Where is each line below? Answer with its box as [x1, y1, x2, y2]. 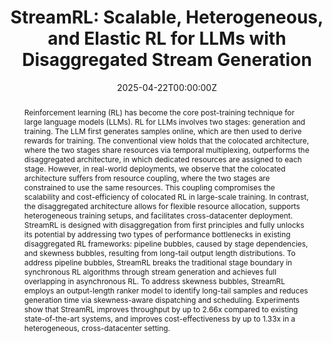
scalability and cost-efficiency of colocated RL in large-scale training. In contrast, [23, 191, 309, 202]
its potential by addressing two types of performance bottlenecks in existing [23, 229, 291, 240]
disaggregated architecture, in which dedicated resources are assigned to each [23, 154, 302, 165]
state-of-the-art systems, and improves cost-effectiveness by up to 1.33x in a [23, 313, 296, 324]
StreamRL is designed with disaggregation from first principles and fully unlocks [23, 219, 305, 230]
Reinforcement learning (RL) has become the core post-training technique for [23, 107, 295, 118]
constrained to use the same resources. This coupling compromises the [23, 182, 276, 193]
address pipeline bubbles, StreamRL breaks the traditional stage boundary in [23, 257, 293, 268]
